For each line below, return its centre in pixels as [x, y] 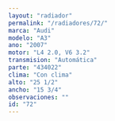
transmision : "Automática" [53, 60]
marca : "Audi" [32, 30]
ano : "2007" [28, 45]
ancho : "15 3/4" [35, 90]
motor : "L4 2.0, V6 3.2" [49, 53]
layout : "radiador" [40, 16]
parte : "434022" [35, 68]
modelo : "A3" [30, 38]
